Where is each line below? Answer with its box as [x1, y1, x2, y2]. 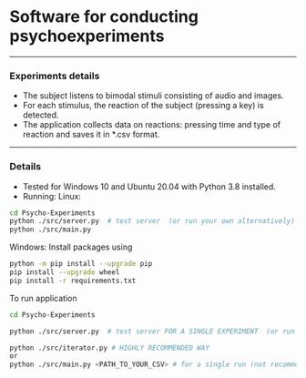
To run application [9, 292, 77, 303]
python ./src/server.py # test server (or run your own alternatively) [9, 217, 296, 226]
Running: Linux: [22, 190, 82, 201]
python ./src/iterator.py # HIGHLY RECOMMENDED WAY [9, 343, 209, 352]
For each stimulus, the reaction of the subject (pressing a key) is [22, 100, 264, 111]
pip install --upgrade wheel [9, 268, 120, 277]
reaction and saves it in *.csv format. [22, 129, 160, 140]
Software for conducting [9, 6, 199, 27]
